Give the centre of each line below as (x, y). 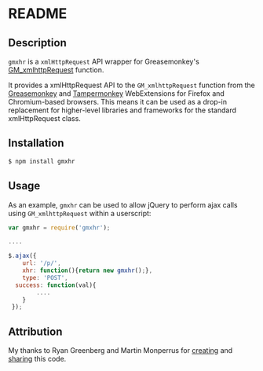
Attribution (35, 331)
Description (37, 43)
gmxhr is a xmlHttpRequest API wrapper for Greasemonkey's (104, 61)
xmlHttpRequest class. (44, 118)
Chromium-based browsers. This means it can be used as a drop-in (118, 102)
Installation (36, 143)
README (38, 14)
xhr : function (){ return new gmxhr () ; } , (88, 270)
